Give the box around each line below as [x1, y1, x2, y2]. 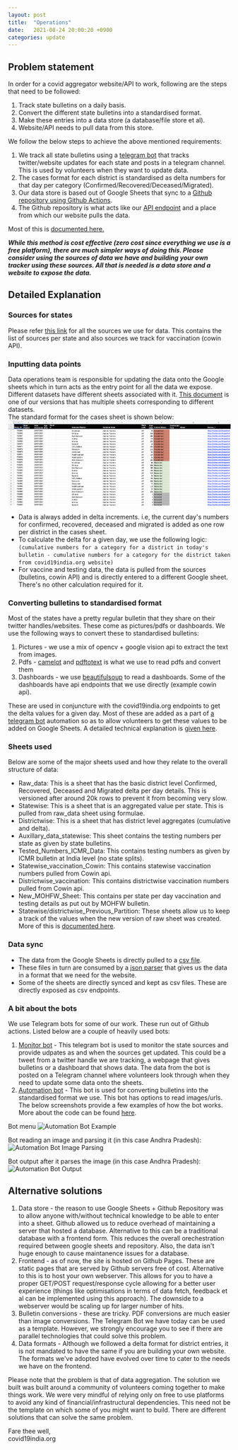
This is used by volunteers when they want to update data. [18, 166, 189, 175]
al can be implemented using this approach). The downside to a [18, 1294, 204, 1302]
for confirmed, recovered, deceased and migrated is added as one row [18, 520, 225, 529]
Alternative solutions [8, 1185, 103, 1197]
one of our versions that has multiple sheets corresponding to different [8, 398, 214, 406]
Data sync [8, 940, 44, 950]
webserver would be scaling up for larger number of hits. [18, 1301, 184, 1310]
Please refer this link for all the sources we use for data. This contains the [8, 326, 222, 335]
